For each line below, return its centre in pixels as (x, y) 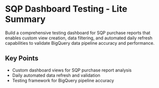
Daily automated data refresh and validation (56, 75)
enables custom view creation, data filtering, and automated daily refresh (79, 38)
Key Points (22, 59)
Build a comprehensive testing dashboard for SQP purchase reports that (78, 33)
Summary (25, 19)
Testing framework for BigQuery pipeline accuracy (63, 80)
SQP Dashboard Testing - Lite (66, 9)
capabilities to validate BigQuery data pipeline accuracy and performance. (80, 43)
